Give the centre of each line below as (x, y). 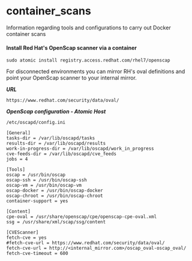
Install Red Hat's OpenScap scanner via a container (71, 48)
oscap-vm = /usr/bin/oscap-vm (44, 186)
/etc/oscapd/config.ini (36, 123)
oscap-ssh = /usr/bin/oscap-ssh (46, 180)
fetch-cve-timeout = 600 (37, 254)
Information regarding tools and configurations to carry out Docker (88, 28)
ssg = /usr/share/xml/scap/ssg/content (56, 222)
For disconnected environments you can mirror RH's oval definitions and (96, 72)
